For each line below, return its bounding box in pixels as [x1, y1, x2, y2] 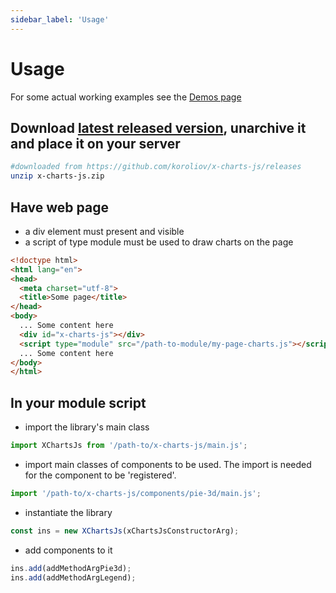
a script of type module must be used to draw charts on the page [24, 236, 294, 248]
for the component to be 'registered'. [24, 469, 177, 481]
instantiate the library [24, 506, 113, 518]
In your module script [10, 394, 147, 411]
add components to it [24, 544, 113, 556]
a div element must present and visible [24, 225, 185, 237]
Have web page [10, 199, 109, 216]
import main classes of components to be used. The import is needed [24, 459, 312, 470]
